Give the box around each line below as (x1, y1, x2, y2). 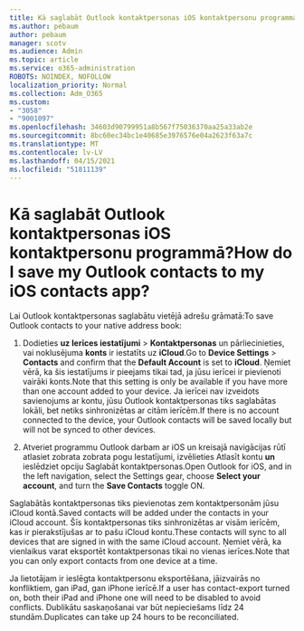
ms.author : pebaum (9, 22, 79, 31)
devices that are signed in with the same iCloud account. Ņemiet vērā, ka (9, 536, 282, 548)
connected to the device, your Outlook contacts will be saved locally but (22, 415, 292, 425)
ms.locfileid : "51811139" (9, 165, 107, 174)
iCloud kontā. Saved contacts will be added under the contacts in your (9, 508, 270, 519)
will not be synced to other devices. (22, 425, 157, 435)
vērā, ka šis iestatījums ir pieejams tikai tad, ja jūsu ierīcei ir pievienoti (22, 367, 282, 378)
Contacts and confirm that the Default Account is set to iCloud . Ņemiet (22, 357, 291, 368)
